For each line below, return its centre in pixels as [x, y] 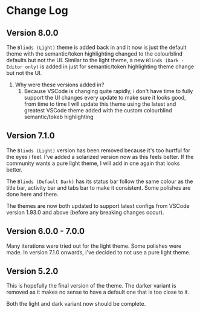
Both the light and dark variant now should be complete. [76, 304]
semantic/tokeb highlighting [59, 117]
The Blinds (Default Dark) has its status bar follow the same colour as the [100, 181]
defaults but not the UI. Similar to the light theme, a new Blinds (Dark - [95, 60]
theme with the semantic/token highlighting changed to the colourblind [95, 54]
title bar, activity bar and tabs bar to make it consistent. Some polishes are [98, 187]
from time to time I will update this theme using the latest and [100, 104]
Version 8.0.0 [32, 33]
